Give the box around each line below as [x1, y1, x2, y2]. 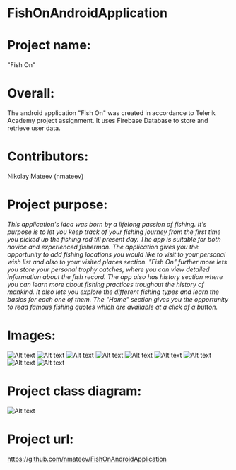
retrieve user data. [7, 124, 61, 132]
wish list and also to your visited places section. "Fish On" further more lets [7, 257, 228, 266]
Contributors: [7, 148, 89, 165]
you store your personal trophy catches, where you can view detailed [7, 265, 210, 274]
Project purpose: [7, 196, 108, 213]
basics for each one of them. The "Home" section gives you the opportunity [7, 295, 229, 303]
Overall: [7, 86, 55, 102]
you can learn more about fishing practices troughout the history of [7, 280, 205, 288]
